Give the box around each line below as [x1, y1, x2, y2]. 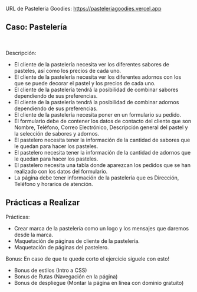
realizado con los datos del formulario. [14, 168, 108, 175]
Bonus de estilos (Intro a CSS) [14, 267, 87, 274]
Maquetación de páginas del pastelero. [14, 243, 110, 251]
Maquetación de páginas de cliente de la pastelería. [14, 237, 140, 245]
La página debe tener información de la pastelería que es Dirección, [14, 174, 179, 181]
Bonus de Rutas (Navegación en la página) [14, 272, 118, 280]
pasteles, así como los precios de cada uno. [14, 67, 122, 74]
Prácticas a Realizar [5, 198, 80, 208]
